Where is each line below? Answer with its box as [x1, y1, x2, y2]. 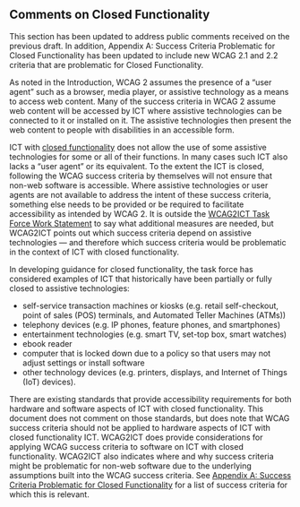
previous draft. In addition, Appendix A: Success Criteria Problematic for [9, 40, 276, 51]
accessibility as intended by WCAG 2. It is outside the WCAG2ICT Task [9, 208, 270, 219]
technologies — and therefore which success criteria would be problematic [9, 236, 287, 247]
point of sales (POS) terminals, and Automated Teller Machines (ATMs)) [21, 309, 287, 321]
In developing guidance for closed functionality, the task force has [9, 263, 253, 274]
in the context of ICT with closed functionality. [9, 246, 180, 257]
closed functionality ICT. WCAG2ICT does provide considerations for [9, 432, 263, 443]
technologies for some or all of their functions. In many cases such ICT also [9, 151, 288, 162]
